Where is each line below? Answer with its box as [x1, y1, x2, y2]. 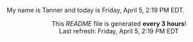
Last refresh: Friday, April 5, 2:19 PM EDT [58, 27, 179, 35]
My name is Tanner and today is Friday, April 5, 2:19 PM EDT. [6, 6, 185, 14]
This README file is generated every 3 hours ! [51, 20, 187, 27]
